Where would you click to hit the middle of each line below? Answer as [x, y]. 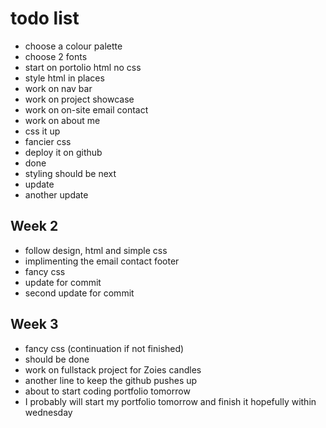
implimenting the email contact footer [102, 261]
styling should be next [70, 173]
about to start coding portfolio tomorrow [107, 391]
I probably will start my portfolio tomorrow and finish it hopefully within [170, 401]
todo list [45, 18]
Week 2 [34, 226]
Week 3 [34, 324]
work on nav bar [58, 88]
